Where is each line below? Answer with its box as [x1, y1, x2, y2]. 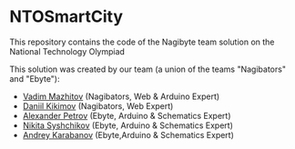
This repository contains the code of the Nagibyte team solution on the [9, 36, 275, 47]
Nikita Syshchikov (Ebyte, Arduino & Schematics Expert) [22, 120, 234, 131]
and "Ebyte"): [9, 73, 61, 84]
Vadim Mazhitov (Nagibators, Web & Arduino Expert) [22, 91, 220, 102]
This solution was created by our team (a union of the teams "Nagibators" [9, 64, 287, 74]
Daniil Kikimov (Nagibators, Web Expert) [22, 100, 174, 111]
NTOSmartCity [9, 6, 124, 27]
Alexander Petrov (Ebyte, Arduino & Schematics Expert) [22, 110, 231, 121]
